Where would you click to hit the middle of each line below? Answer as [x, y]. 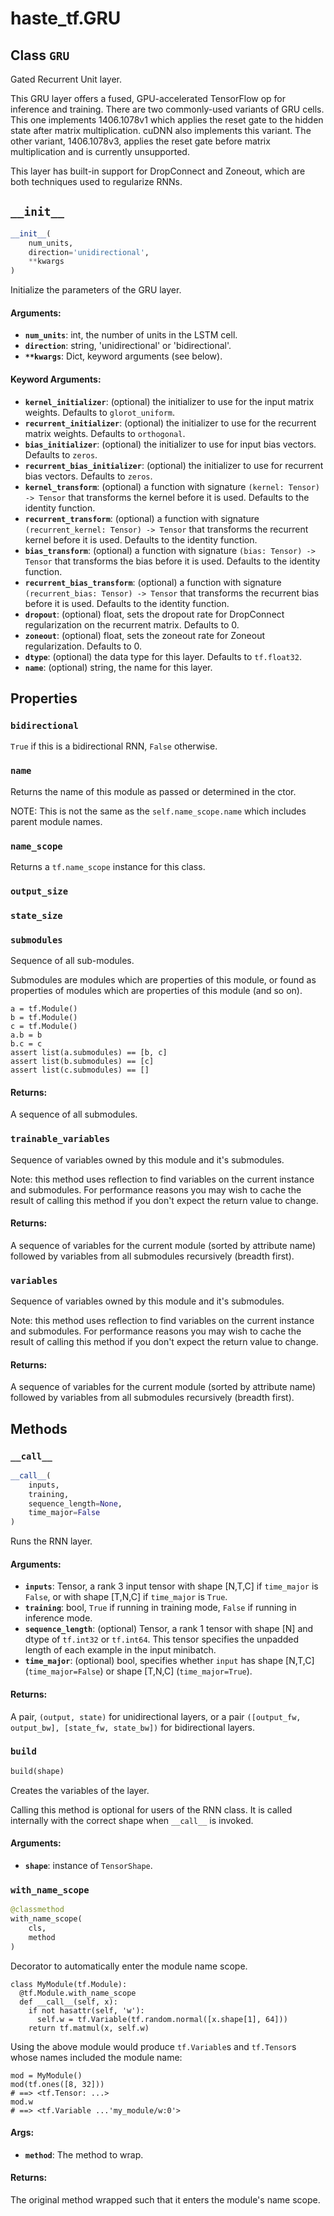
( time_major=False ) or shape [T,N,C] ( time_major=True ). [138, 1671]
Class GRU [40, 55]
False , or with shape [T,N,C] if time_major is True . [126, 1597]
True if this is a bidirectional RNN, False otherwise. [114, 746]
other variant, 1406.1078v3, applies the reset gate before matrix [140, 141]
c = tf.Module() [44, 1027]
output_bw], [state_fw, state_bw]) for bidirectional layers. [133, 1727]
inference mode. [58, 1618]
